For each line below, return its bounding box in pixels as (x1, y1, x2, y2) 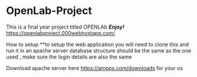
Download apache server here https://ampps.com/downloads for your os (6, 64, 183, 71)
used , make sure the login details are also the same (6, 53, 132, 60)
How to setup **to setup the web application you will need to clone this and (6, 41, 189, 48)
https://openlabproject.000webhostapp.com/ (6, 29, 116, 36)
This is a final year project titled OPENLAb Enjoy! (6, 23, 125, 30)
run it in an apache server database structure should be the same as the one (6, 47, 192, 54)
